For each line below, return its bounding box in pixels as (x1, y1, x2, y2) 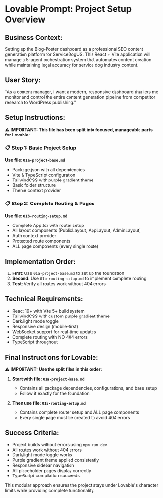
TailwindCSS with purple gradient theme (12, 177, 94, 183)
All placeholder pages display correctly (12, 468, 92, 474)
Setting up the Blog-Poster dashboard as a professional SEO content (5, 46, 143, 52)
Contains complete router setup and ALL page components (19, 409, 140, 415)
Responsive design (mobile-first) (12, 323, 78, 329)
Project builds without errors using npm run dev (12, 442, 107, 448)
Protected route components (12, 238, 70, 244)
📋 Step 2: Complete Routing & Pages (5, 200, 94, 206)
